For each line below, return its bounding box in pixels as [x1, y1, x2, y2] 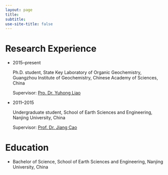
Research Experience [5, 43, 97, 54]
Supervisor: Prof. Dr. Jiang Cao [12, 124, 77, 131]
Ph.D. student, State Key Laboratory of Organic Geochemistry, [12, 69, 142, 75]
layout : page [5, 7, 33, 13]
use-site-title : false [5, 21, 53, 27]
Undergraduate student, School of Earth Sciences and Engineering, [12, 109, 153, 116]
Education [5, 142, 49, 153]
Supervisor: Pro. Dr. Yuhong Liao [12, 90, 81, 96]
